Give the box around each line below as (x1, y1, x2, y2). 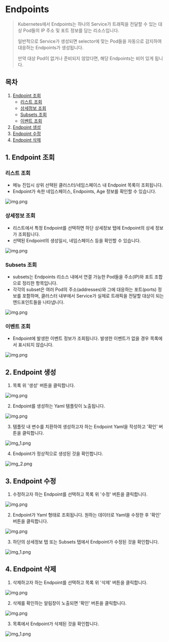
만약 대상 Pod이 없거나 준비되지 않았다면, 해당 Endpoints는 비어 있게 (17, 55, 154, 61)
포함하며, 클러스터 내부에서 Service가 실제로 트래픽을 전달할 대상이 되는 (22, 293, 164, 299)
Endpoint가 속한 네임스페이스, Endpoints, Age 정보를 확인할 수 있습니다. (12, 188, 156, 195)
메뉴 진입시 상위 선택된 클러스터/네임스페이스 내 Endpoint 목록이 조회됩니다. (12, 182, 163, 188)
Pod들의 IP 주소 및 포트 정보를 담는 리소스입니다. (23, 27, 119, 34)
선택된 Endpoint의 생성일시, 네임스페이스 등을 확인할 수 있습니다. (12, 237, 141, 243)
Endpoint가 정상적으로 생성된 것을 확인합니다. (12, 451, 104, 457)
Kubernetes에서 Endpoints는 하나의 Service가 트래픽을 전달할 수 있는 (17, 21, 157, 27)
